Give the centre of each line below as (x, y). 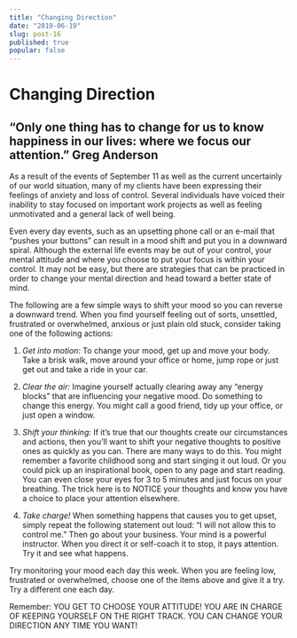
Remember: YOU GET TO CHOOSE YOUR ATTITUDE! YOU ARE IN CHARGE (146, 607)
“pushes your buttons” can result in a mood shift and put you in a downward (148, 241)
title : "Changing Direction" (63, 17)
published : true (39, 42)
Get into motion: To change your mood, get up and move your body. (146, 351)
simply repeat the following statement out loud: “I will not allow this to (149, 525)
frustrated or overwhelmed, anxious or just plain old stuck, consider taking (145, 324)
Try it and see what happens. (75, 554)
